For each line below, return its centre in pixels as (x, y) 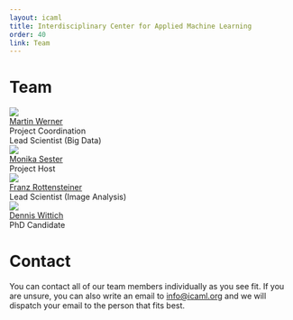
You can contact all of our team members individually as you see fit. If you (147, 287)
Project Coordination (48, 131)
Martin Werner (36, 122)
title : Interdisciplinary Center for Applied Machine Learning (131, 26)
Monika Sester (36, 160)
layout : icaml (36, 18)
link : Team (30, 43)
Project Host (32, 169)
